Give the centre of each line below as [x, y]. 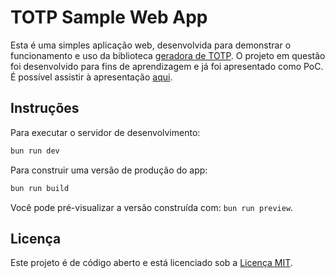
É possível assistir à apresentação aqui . [91, 77]
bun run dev [35, 151]
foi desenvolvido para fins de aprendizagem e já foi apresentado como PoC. [167, 66]
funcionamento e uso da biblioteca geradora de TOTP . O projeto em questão [168, 55]
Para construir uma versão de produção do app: [109, 170]
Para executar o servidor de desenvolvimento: [105, 132]
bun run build [40, 188]
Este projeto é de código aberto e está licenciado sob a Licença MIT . [151, 263]
